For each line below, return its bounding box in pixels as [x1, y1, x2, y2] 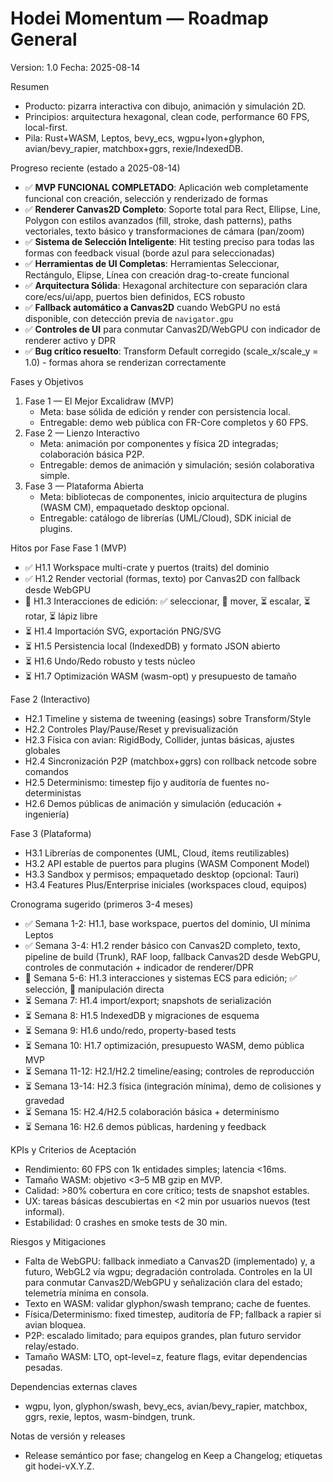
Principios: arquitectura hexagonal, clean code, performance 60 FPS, [24, 110, 310, 122]
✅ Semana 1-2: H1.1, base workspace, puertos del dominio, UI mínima [24, 917, 311, 929]
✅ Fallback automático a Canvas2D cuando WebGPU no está [24, 301, 281, 313]
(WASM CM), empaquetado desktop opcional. [39, 501, 230, 513]
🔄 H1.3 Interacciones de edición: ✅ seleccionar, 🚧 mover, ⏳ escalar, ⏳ [24, 595, 311, 607]
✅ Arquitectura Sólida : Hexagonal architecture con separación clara [24, 279, 308, 291]
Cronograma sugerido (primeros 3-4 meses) [10, 898, 194, 910]
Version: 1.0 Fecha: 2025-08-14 [10, 61, 141, 73]
